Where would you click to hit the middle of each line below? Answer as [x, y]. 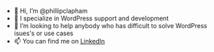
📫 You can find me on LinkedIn [59, 41]
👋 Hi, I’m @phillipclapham [51, 11]
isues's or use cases [44, 33]
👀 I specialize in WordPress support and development [91, 18]
